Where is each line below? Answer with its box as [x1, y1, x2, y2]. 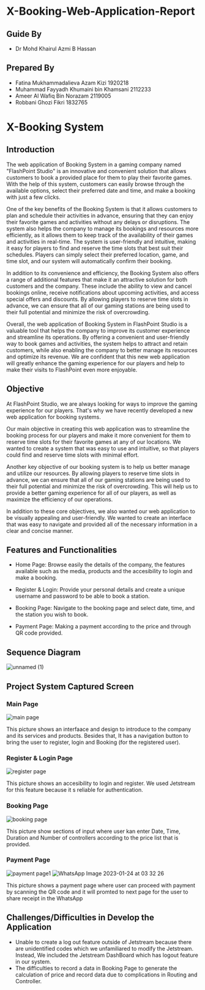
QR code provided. [15, 629, 63, 636]
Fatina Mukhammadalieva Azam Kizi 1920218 [15, 79, 129, 87]
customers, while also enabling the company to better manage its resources [6, 346, 198, 354]
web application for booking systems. [6, 413, 101, 420]
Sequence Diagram [6, 647, 81, 657]
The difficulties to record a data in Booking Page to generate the [15, 964, 177, 972]
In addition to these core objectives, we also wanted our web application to [6, 508, 196, 515]
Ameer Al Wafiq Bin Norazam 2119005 [15, 92, 111, 99]
